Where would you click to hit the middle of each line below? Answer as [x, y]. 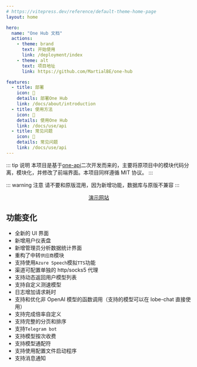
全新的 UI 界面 [31, 233]
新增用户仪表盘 [33, 240]
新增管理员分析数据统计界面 [48, 248]
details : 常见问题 [37, 142]
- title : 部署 [28, 88]
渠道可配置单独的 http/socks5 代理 [56, 270]
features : [18, 82]
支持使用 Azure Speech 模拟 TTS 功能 [55, 262]
